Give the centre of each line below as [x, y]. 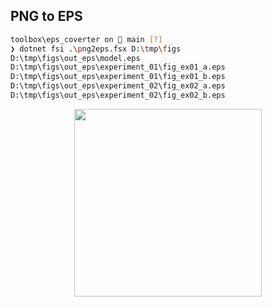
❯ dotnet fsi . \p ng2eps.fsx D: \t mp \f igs [96, 49]
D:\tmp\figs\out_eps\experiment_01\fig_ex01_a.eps [118, 67]
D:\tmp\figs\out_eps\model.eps [75, 58]
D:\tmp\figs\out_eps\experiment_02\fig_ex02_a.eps [118, 86]
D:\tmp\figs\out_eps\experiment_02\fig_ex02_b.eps [118, 95]
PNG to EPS [46, 16]
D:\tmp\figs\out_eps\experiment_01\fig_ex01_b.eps [118, 77]
